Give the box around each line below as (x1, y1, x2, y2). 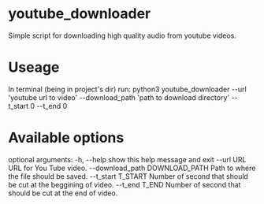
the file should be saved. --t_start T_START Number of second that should (8, 171, 248, 181)
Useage (8, 58, 60, 76)
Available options (8, 129, 125, 147)
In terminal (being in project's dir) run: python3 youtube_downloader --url (8, 84, 247, 94)
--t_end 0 (36, 101, 68, 110)
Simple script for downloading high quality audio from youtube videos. (8, 31, 236, 40)
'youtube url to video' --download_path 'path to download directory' (8, 92, 230, 102)
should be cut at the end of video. (8, 188, 118, 198)
